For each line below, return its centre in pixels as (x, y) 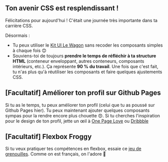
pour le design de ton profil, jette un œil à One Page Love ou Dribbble (77, 121)
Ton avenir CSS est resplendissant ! (62, 8)
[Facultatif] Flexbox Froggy (48, 137)
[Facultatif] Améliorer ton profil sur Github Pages (83, 93)
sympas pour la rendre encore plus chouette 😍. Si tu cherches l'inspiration (83, 115)
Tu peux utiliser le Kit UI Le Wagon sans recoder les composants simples (88, 45)
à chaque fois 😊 (29, 50)
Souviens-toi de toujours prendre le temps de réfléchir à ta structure (84, 56)
